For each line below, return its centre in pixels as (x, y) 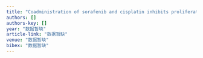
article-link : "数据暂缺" (37, 34)
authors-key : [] (27, 23)
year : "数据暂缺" (26, 29)
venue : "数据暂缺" (28, 40)
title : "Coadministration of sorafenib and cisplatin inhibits (88, 12)
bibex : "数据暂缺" (28, 46)
